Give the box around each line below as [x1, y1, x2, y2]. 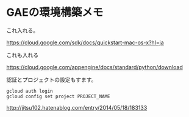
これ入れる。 [6, 27, 38, 34]
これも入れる [6, 51, 38, 58]
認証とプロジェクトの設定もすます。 [6, 76, 97, 83]
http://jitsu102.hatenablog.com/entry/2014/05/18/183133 [6, 104, 148, 111]
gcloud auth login [6, 88, 53, 94]
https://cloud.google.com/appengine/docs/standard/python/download [6, 63, 183, 70]
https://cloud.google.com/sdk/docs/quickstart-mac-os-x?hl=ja [6, 39, 165, 46]
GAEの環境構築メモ [6, 5, 104, 19]
